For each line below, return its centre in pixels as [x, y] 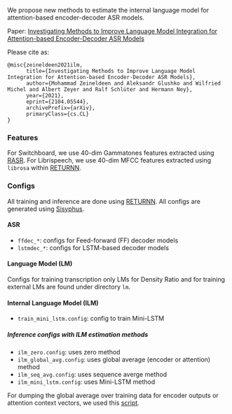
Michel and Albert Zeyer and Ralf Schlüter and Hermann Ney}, [100, 90]
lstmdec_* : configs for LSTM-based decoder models [93, 247]
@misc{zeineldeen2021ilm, [45, 65]
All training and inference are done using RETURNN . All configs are [104, 201]
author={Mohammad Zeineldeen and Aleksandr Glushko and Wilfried [123, 83]
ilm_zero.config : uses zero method [69, 352]
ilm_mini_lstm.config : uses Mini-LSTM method [86, 382]
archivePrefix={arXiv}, [61, 108]
